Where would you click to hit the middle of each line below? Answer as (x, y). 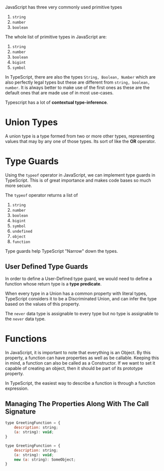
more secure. (18, 186)
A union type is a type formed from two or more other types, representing (80, 136)
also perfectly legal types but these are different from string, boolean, (78, 82)
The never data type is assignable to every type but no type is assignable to (82, 313)
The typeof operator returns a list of (41, 195)
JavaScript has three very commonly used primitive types (64, 7)
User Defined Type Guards (47, 267)
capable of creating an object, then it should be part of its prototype (74, 368)
